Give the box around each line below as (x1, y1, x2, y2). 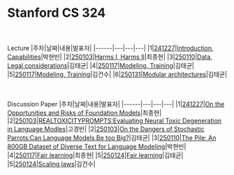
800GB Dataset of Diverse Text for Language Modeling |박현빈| (7, 142, 187, 150)
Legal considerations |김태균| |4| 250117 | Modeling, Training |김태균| (7, 61, 194, 69)
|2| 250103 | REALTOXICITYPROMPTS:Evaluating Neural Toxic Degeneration (7, 116, 222, 125)
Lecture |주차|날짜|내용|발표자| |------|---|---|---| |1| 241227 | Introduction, (7, 43, 214, 52)
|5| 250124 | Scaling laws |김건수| (7, 160, 96, 168)
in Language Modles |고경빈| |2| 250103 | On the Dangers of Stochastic (7, 125, 205, 133)
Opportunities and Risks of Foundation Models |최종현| (7, 108, 162, 117)
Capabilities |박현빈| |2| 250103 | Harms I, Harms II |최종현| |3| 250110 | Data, (7, 52, 213, 61)
